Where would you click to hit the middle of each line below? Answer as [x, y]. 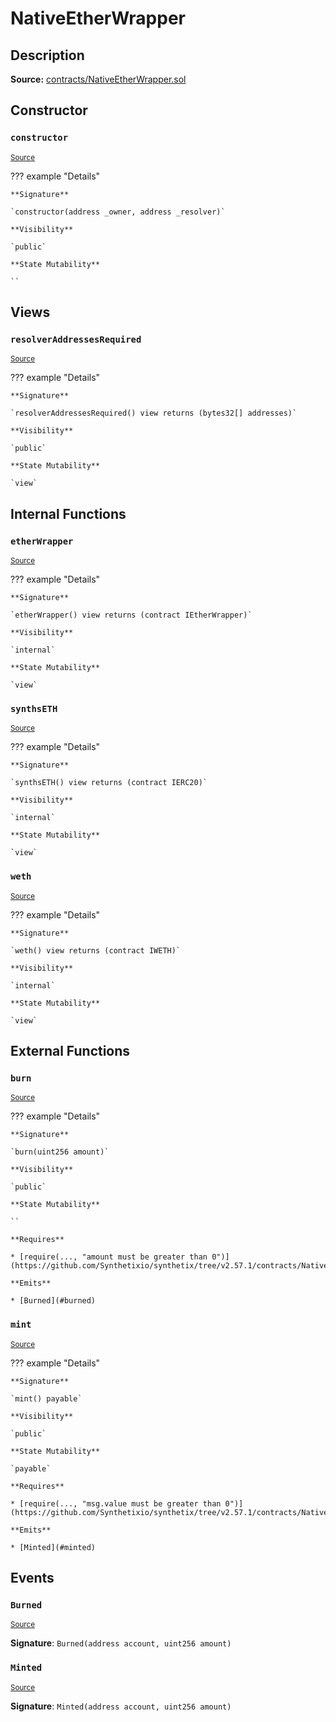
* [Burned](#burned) [53, 1301]
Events [32, 1578]
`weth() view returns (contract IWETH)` [96, 950]
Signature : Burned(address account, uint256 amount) [121, 1643]
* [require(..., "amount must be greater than [109, 1257]
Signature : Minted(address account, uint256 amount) [121, 1706]
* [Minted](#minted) [53, 1547]
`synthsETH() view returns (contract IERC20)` [109, 783]
